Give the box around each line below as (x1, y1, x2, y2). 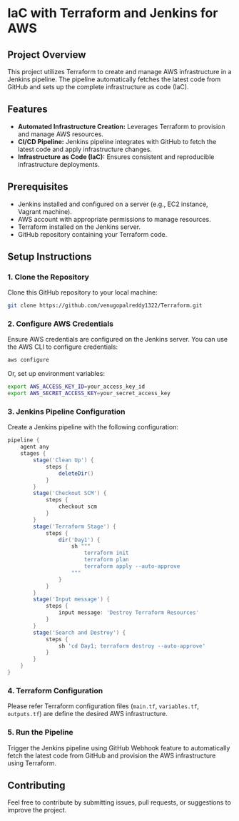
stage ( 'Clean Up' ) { (33, 457, 94, 464)
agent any (20, 444, 50, 451)
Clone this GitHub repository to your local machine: (7, 288, 158, 297)
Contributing (7, 779, 66, 791)
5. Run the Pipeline (7, 728, 73, 738)
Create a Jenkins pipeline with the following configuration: (7, 423, 178, 432)
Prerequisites (7, 180, 68, 193)
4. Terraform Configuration (7, 685, 103, 695)
